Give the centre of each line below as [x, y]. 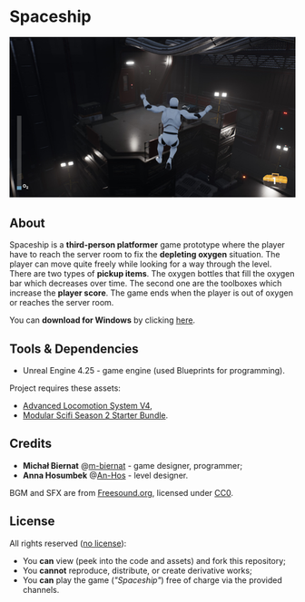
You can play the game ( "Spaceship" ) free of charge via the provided [152, 580]
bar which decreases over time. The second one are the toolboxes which [146, 284]
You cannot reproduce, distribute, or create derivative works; [137, 570]
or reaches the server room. [62, 303]
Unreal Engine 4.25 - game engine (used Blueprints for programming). [154, 371]
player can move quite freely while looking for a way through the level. [141, 264]
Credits [31, 444]
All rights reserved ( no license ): [68, 543]
